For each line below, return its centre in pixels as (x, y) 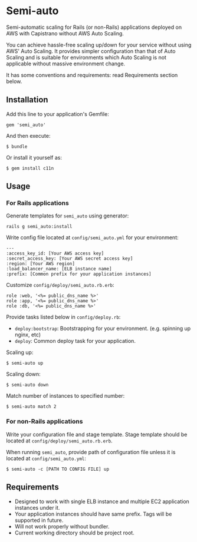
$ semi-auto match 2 (32, 407)
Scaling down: (24, 374)
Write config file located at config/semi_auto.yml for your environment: (92, 237)
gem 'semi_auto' (26, 125)
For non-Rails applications (45, 421)
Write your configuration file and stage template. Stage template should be (97, 434)
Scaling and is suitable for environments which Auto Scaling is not (86, 57)
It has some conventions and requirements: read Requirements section (92, 75)
